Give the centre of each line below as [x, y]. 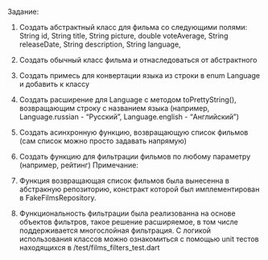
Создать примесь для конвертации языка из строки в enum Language [140, 75]
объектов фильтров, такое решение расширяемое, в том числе [129, 222]
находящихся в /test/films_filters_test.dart [89, 248]
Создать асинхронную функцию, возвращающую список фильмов [134, 132]
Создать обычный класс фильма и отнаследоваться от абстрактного [138, 60]
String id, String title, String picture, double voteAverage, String [124, 36]
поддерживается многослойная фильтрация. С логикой [115, 230]
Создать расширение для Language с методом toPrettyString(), [128, 99]
